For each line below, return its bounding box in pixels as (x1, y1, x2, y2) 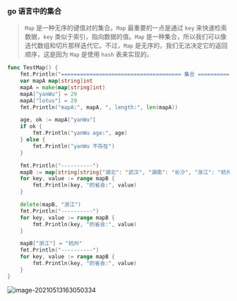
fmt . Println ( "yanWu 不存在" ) (32, 143, 115, 150)
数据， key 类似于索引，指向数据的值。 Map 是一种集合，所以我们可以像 (24, 33, 227, 41)
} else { (20, 136, 46, 143)
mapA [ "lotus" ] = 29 (20, 97, 78, 104)
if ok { (20, 123, 42, 130)
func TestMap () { (7, 64, 59, 71)
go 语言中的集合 (7, 6, 62, 16)
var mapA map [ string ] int (20, 78, 93, 85)
